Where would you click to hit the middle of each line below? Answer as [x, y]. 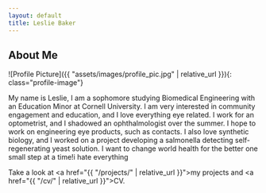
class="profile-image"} [46, 83]
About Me [33, 55]
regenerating [29, 149]
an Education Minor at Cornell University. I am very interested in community [132, 106]
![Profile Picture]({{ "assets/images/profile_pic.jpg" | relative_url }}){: [120, 74]
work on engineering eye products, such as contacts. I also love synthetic [129, 132]
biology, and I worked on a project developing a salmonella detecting [121, 141]
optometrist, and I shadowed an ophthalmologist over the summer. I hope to [132, 123]
